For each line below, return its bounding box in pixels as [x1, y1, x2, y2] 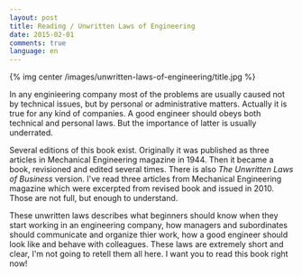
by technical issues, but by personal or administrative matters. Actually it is [9, 98, 288, 109]
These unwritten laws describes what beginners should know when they [9, 210, 279, 221]
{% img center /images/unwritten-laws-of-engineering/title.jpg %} [9, 71, 256, 82]
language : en [9, 47, 59, 56]
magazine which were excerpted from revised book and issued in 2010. [9, 183, 275, 194]
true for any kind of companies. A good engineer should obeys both [9, 108, 261, 119]
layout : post [9, 13, 59, 23]
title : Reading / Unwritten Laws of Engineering [9, 22, 196, 31]
